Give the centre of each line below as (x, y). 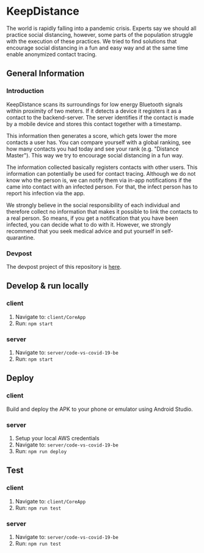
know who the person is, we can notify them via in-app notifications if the (99, 180)
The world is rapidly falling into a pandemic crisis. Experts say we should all (101, 28)
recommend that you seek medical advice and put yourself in (83, 231)
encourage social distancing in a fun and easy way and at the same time (97, 48)
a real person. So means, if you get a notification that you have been (92, 218)
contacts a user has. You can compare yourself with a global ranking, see (99, 142)
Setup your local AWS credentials (57, 438)
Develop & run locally (48, 286)
